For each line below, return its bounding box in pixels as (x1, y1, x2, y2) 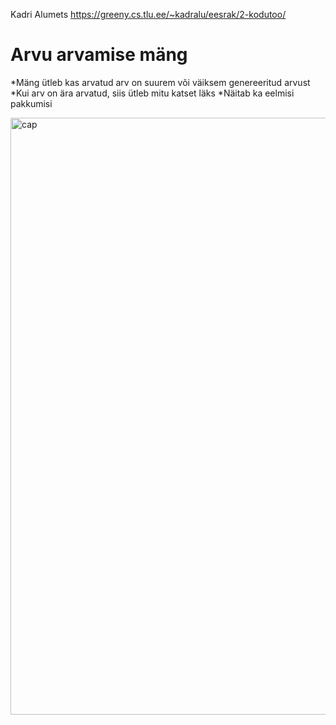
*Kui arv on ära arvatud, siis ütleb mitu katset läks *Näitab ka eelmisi (10, 87, 295, 99)
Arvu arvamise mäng (10, 44, 188, 66)
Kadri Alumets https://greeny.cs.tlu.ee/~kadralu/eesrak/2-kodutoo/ (10, 9, 287, 20)
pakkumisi (10, 97, 53, 109)
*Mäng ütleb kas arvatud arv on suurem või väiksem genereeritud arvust (10, 76, 311, 88)
